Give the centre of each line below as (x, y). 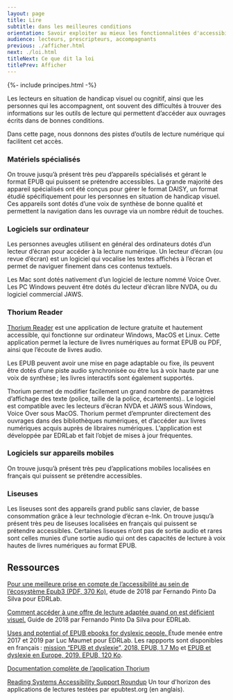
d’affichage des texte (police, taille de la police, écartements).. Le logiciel (112, 399)
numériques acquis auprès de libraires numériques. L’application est (105, 428)
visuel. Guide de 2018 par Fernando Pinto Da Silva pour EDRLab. (99, 619)
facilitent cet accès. (35, 141)
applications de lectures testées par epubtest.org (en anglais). (96, 689)
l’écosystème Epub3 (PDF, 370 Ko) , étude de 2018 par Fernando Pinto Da (112, 591)
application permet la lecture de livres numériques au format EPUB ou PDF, (114, 342)
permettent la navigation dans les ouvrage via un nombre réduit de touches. (115, 211)
